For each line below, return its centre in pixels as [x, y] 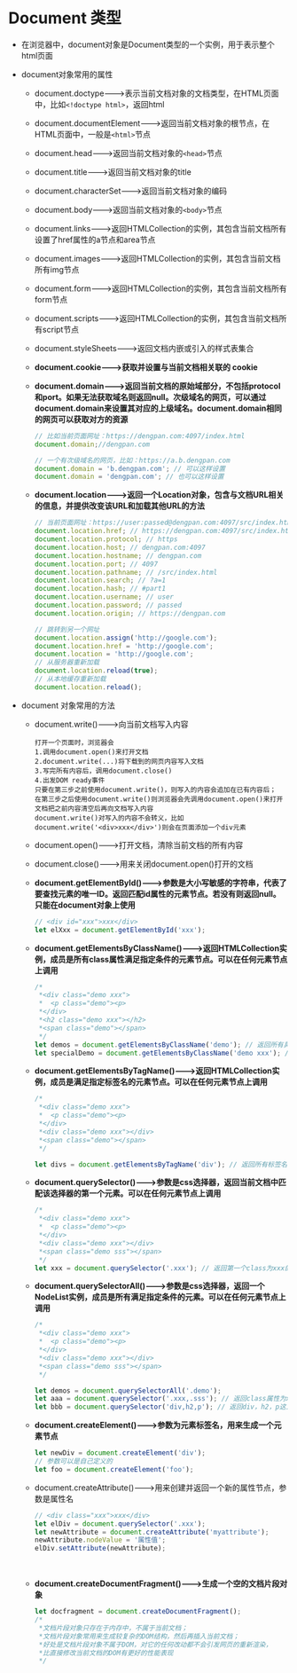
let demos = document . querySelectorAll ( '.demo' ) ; [128, 1390]
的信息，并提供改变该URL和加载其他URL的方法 [120, 506]
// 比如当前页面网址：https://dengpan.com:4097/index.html [140, 436]
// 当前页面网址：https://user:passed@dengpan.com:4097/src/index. [157, 523]
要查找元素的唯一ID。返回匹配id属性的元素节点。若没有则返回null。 [157, 893]
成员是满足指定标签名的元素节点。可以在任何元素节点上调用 [159, 1082]
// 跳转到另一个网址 [67, 629]
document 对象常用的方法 [68, 705]
